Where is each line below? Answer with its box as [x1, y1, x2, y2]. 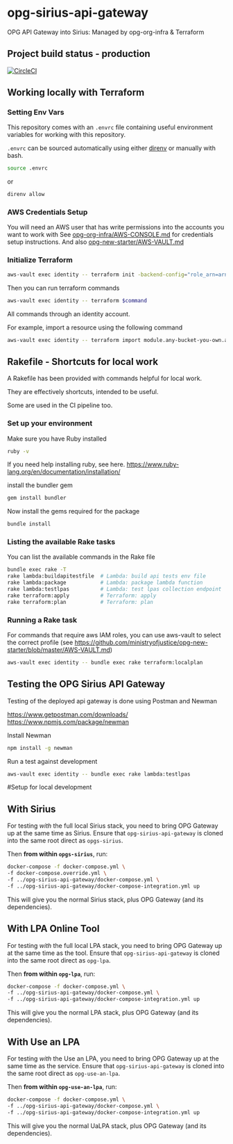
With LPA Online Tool [7, 923, 100, 935]
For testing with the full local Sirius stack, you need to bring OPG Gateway [7, 822, 218, 830]
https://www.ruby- [126, 460, 179, 468]
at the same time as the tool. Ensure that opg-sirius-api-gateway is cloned [7, 949, 220, 957]
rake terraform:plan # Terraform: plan [7, 598, 154, 605]
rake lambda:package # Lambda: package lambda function [7, 579, 203, 587]
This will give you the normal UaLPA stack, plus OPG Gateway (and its [7, 1121, 207, 1130]
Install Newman [7, 731, 51, 739]
